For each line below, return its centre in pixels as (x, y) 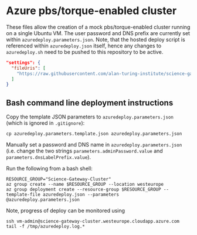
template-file (23, 195)
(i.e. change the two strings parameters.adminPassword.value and (84, 151)
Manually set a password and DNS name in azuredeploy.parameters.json (94, 145)
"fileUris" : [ (28, 68)
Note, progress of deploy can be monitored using (65, 211)
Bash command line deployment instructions (90, 103)
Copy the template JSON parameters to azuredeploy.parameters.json (90, 117)
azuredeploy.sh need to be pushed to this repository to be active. (85, 52)
